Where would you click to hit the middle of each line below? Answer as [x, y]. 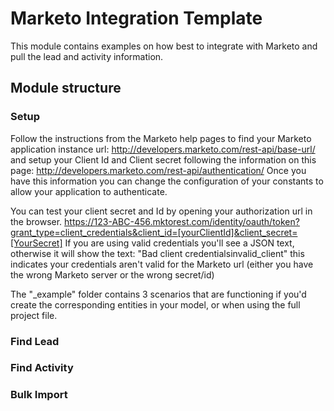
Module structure [66, 88]
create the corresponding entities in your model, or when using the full [155, 304]
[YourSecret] [36, 243]
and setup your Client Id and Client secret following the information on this [163, 159]
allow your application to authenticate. [89, 191]
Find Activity [42, 368]
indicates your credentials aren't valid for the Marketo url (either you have [162, 264]
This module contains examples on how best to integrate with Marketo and [164, 46]
